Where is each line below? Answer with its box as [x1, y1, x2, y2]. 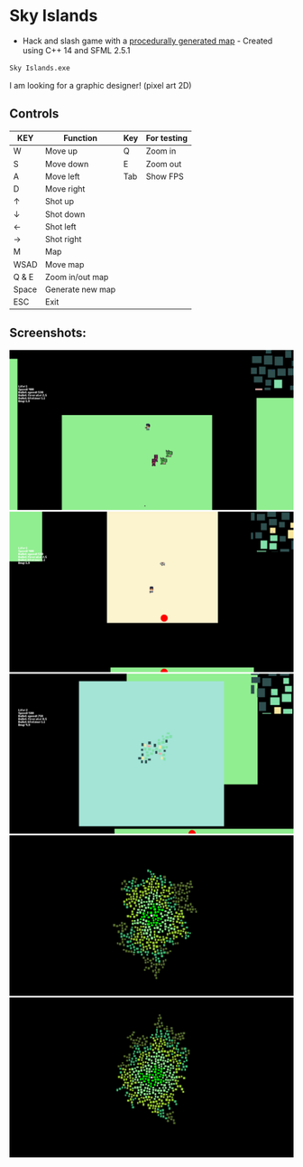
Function [63, 133, 97, 144]
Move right [44, 184, 86, 194]
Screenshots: [9, 325, 87, 341]
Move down [44, 158, 89, 169]
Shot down [44, 209, 86, 220]
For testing [145, 133, 188, 144]
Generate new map [44, 284, 116, 295]
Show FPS [145, 171, 185, 182]
